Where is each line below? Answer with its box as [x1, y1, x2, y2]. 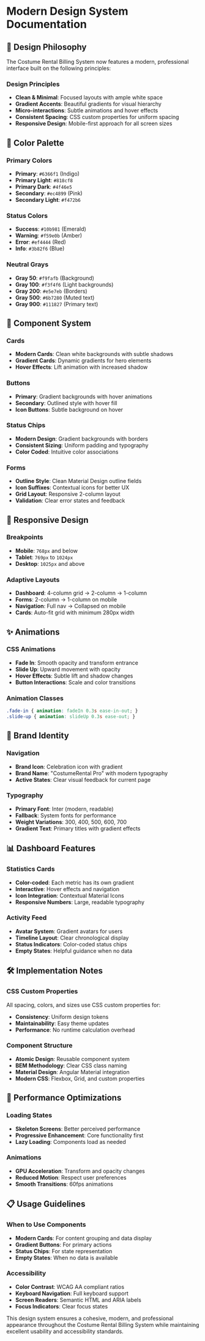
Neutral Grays [6, 260, 49, 269]
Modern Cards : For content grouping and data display [15, 1234, 152, 1242]
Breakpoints [6, 533, 43, 541]
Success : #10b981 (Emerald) [15, 225, 87, 233]
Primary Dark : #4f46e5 [15, 183, 72, 190]
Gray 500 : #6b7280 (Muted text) [15, 293, 95, 301]
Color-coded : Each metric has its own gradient [15, 879, 135, 886]
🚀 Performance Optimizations [6, 1092, 122, 1103]
